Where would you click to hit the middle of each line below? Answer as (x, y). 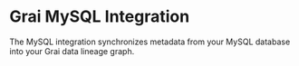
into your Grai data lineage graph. (72, 51)
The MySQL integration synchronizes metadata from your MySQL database (150, 42)
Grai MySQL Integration (100, 17)
